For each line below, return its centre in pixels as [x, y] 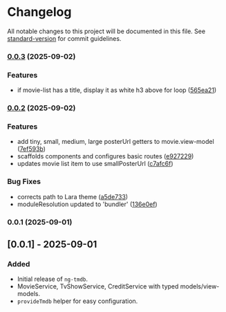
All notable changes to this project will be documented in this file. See [106, 31]
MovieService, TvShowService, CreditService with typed [98, 286]
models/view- [200, 286]
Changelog [39, 12]
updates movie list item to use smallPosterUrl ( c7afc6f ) [95, 164]
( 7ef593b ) [31, 149]
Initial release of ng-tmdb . [53, 279]
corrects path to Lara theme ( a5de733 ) [73, 196]
